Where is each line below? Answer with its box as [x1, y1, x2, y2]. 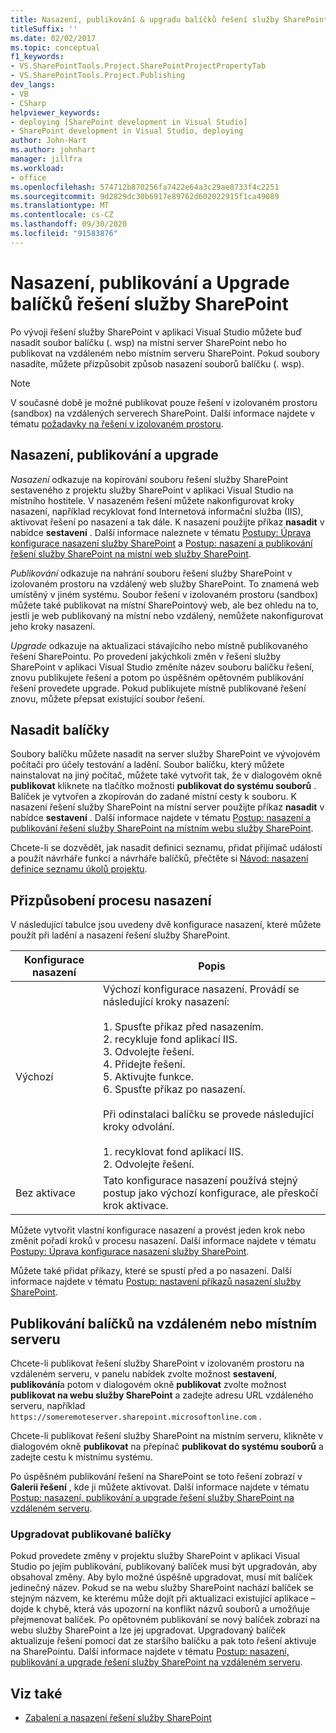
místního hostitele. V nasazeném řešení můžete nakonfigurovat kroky [10, 494, 295, 506]
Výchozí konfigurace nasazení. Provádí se [103, 982, 300, 996]
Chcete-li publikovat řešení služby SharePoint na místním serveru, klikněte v [10, 1429, 324, 1441]
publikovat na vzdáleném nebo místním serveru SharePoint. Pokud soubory [10, 347, 320, 359]
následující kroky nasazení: [103, 995, 230, 1009]
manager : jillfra [10, 154, 83, 164]
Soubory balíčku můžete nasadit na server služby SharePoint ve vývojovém [10, 748, 321, 760]
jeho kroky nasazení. [10, 620, 96, 632]
